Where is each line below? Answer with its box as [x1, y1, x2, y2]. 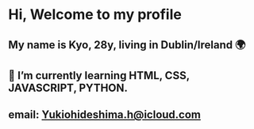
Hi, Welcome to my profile [8, 6, 183, 24]
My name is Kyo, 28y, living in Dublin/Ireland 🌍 [8, 38, 246, 51]
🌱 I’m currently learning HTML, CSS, [8, 69, 190, 82]
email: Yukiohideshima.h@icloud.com [8, 108, 201, 122]
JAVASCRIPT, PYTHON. [8, 81, 129, 94]
